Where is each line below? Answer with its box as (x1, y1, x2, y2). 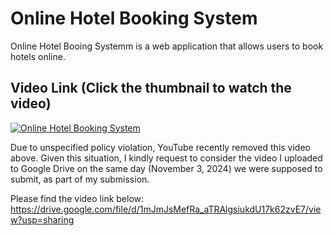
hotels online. (10, 50, 66, 62)
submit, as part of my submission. (10, 173, 150, 185)
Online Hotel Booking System (10, 7, 258, 30)
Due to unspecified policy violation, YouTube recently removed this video (10, 141, 311, 153)
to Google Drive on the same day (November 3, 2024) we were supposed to (10, 162, 323, 174)
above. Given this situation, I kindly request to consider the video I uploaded (10, 152, 323, 164)
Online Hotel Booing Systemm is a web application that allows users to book (10, 40, 324, 52)
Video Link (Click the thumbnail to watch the (10, 80, 292, 97)
